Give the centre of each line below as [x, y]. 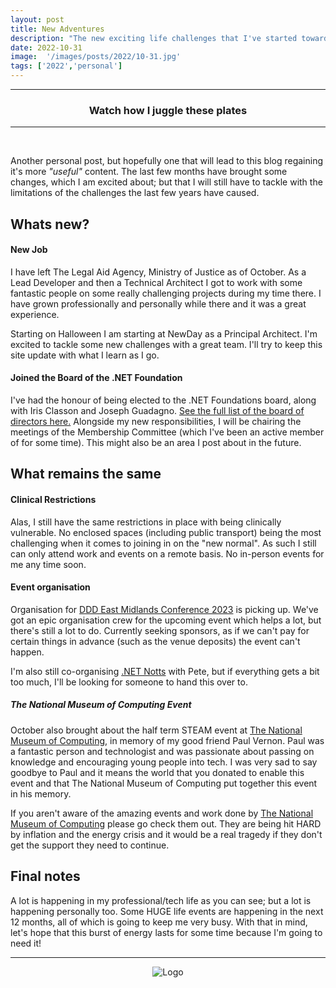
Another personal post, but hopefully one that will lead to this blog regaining [167, 161]
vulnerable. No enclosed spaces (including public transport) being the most [166, 532]
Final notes [45, 876]
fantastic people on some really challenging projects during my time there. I [166, 293]
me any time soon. [48, 564]
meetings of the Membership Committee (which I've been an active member [167, 432]
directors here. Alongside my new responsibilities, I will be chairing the [156, 422]
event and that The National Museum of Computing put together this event [164, 783]
